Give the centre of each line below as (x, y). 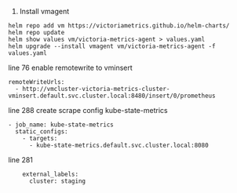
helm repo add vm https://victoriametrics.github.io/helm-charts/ (119, 26)
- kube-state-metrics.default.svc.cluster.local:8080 (119, 145)
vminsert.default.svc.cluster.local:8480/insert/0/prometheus (112, 96)
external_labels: (51, 174)
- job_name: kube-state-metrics (61, 125)
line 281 (21, 160)
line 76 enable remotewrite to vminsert (71, 67)
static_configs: (42, 132)
